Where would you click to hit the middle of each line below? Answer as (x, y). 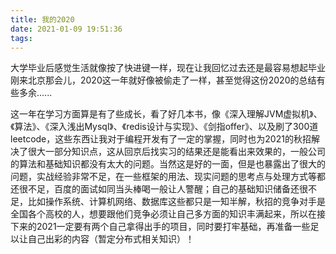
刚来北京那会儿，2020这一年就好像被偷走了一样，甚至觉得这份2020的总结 (163, 80)
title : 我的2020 (42, 19)
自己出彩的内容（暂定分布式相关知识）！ (111, 239)
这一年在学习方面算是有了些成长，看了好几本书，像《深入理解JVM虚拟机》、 (166, 114)
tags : (21, 38)
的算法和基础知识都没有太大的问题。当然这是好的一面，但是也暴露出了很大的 (168, 164)
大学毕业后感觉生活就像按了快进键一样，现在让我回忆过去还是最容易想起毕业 (168, 68)
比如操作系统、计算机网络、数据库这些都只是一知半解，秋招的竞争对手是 (176, 202)
